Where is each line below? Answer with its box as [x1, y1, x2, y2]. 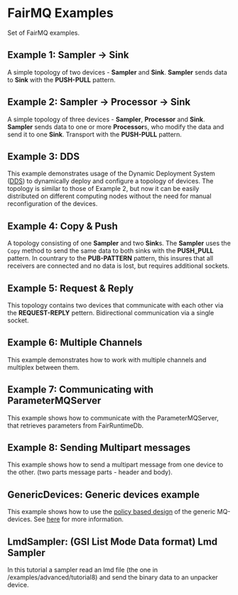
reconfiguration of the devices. [7, 200, 98, 208]
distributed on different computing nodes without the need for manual [7, 192, 212, 200]
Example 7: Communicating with [7, 383, 154, 395]
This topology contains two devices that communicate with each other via [7, 301, 224, 310]
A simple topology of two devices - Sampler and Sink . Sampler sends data [7, 67, 227, 76]
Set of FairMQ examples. [7, 28, 80, 37]
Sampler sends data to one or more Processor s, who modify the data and [7, 122, 225, 131]
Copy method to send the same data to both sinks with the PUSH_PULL [7, 246, 215, 255]
